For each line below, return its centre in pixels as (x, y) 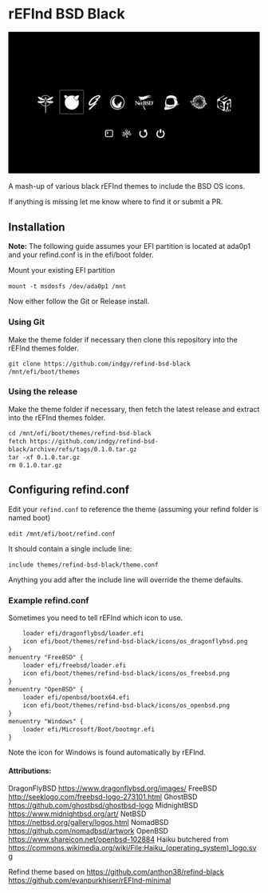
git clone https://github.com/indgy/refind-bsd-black (100, 364)
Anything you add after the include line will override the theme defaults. (126, 579)
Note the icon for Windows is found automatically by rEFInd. (107, 752)
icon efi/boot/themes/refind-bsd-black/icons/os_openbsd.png (126, 705)
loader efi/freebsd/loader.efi (75, 665)
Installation (37, 227)
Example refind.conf (49, 600)
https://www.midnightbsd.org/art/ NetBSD (77, 814)
